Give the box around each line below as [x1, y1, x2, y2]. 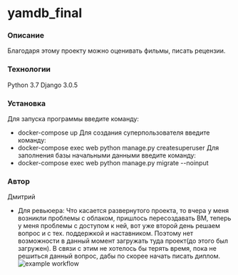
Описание [7, 31, 45, 41]
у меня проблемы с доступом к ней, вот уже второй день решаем [17, 222, 221, 230]
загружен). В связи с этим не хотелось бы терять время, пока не [17, 244, 217, 253]
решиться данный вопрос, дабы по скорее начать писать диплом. [17, 251, 221, 261]
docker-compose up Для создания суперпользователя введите [17, 128, 210, 137]
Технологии [7, 64, 51, 74]
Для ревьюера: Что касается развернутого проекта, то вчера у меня [17, 207, 229, 215]
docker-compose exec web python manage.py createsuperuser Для [17, 144, 219, 152]
